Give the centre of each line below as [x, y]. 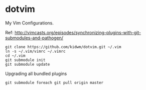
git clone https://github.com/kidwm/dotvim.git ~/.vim [63, 47]
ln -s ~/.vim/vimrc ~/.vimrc [35, 51]
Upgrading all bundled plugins [36, 74]
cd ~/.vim [15, 56]
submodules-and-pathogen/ [34, 38]
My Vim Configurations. [29, 23]
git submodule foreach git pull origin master [54, 83]
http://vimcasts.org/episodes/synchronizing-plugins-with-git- [78, 32]
